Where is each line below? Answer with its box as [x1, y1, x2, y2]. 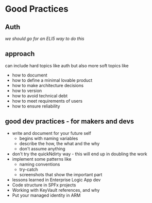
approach [5, 50, 35, 58]
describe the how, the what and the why [19, 140, 100, 147]
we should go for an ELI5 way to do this [5, 36, 84, 41]
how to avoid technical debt [12, 92, 68, 98]
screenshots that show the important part [19, 171, 102, 177]
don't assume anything [19, 146, 66, 151]
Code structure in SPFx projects [12, 182, 76, 188]
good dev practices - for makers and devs [5, 117, 135, 126]
